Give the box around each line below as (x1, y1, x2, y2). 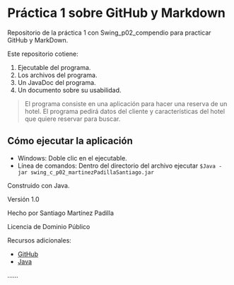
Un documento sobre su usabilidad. (17, 86, 122, 94)
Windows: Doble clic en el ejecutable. (17, 153, 127, 162)
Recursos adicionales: (7, 235, 72, 245)
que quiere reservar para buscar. (24, 115, 121, 123)
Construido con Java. (7, 181, 70, 190)
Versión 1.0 (7, 194, 40, 203)
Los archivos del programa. (17, 71, 98, 79)
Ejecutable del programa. (17, 63, 91, 71)
